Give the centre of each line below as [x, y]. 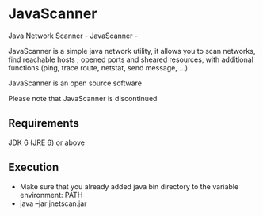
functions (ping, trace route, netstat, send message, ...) [98, 67]
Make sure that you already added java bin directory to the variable [129, 186]
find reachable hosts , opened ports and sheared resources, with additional [131, 59]
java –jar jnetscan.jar [53, 203]
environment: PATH [51, 195]
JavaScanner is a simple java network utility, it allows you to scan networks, [132, 51]
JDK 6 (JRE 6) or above [47, 142]
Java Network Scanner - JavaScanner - [73, 36]
